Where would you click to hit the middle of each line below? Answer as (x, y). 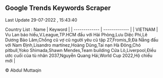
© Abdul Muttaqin (23, 70)
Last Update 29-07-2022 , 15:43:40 (41, 20)
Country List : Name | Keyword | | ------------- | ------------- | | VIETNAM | (81, 29)
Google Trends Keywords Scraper (58, 8)
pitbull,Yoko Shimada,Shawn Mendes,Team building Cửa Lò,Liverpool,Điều (81, 50)
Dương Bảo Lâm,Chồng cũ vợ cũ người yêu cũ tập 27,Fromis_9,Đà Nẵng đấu (82, 40)
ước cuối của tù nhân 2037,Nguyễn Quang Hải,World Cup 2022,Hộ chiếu (79, 55)
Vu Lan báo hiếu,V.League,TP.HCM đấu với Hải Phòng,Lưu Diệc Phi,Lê (76, 34)
